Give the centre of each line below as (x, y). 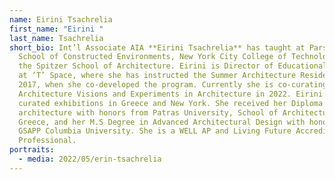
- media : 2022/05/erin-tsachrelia (90, 159)
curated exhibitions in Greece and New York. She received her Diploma (171, 103)
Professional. (47, 141)
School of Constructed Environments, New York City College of (152, 57)
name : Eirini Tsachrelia (61, 19)
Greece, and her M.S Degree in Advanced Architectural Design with (162, 122)
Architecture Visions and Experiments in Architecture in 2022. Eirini (171, 94)
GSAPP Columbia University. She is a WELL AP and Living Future (155, 131)
